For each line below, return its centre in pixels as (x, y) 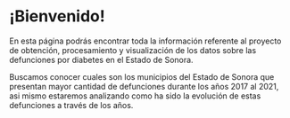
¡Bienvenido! (57, 16)
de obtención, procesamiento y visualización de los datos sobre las (133, 50)
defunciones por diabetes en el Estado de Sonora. (101, 59)
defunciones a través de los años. (71, 105)
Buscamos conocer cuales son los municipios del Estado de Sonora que (142, 76)
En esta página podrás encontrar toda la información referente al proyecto (145, 41)
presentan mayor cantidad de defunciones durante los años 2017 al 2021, (144, 86)
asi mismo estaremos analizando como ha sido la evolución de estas (135, 96)
